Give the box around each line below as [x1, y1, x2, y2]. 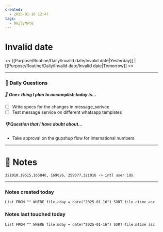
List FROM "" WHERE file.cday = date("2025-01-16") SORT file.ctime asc [5, 200, 155, 205]
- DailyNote [9, 20, 34, 26]
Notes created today [5, 189, 54, 196]
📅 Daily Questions [5, 80, 48, 87]
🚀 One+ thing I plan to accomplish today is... [5, 91, 97, 97]
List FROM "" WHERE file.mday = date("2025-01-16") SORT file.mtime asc [5, 222, 155, 227]
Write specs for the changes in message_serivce [12, 104, 110, 110]
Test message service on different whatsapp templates [12, 109, 122, 115]
